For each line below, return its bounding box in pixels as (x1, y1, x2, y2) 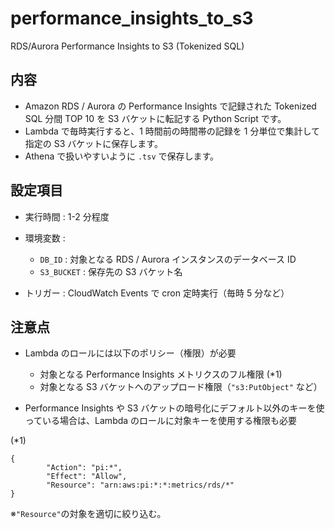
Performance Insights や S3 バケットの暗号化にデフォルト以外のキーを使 (24, 402, 325, 414)
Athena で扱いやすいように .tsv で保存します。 (24, 150, 220, 162)
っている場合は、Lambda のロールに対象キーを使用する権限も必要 (24, 415, 298, 427)
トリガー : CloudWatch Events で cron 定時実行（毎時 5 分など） (24, 287, 290, 299)
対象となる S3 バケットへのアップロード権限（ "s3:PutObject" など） (39, 381, 323, 393)
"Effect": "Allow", (46, 472, 128, 482)
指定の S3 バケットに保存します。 (24, 137, 163, 149)
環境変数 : (24, 232, 66, 244)
